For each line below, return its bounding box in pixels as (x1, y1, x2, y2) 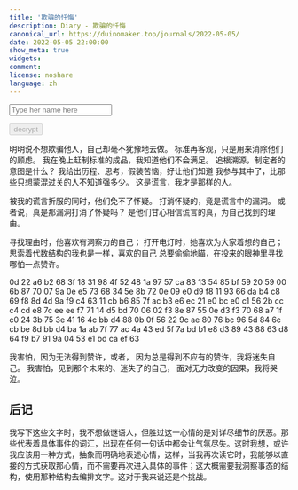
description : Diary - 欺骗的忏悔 (9, 21, 126, 30)
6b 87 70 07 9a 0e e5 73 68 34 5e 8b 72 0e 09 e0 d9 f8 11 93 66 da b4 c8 (9, 286, 281, 296)
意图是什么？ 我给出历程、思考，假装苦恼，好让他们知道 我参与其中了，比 (9, 165, 278, 176)
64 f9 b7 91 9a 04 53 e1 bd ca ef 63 (9, 333, 140, 344)
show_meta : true (9, 46, 69, 55)
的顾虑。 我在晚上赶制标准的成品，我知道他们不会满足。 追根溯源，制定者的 (9, 154, 286, 165)
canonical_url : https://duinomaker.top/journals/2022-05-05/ (9, 29, 240, 38)
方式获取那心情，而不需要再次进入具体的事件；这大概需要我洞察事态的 (24, 461, 281, 471)
